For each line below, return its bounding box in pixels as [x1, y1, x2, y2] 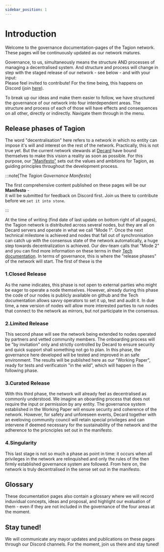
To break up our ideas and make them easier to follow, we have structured [5, 94, 155, 100]
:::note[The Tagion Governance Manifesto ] [5, 173, 92, 179]
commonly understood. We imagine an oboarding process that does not [5, 396, 150, 402]
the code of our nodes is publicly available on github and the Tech [5, 292, 139, 298]
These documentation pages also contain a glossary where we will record [5, 493, 154, 499]
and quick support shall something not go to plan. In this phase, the [5, 346, 141, 352]
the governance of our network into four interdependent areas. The [5, 100, 141, 106]
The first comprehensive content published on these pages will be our [5, 182, 147, 188]
